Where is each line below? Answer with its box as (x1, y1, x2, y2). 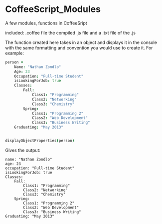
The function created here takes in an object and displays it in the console (5, 39, 157, 45)
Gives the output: (5, 147, 41, 153)
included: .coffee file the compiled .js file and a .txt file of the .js (5, 29, 136, 35)
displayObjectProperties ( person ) (5, 138, 75, 143)
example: (5, 50, 24, 56)
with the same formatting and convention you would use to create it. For (5, 44, 153, 50)
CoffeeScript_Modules (5, 3, 101, 15)
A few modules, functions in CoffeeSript (5, 20, 87, 26)
